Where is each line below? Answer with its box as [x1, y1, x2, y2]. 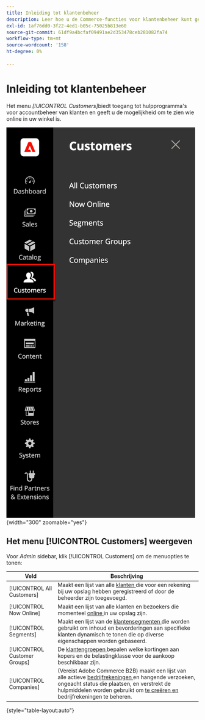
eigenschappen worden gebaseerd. [57, 637, 147, 644]
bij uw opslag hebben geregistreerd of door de [57, 588, 174, 595]
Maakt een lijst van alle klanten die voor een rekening [57, 581, 191, 589]
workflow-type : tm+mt [6, 35, 62, 42]
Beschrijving [110, 572, 143, 580]
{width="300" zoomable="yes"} [6, 519, 87, 526]
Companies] [9, 683, 40, 691]
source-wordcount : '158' [6, 42, 70, 48]
